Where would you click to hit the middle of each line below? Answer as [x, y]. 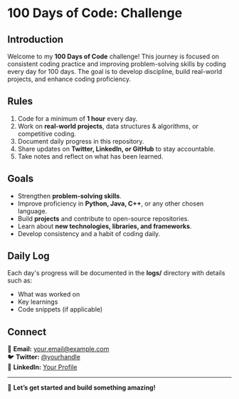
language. [32, 211]
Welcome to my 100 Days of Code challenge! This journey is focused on [113, 56]
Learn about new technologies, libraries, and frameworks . [105, 226]
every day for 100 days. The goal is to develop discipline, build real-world [115, 71]
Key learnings [38, 302]
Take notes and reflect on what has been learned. [90, 156]
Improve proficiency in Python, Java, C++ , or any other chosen [111, 203]
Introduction [36, 39]
